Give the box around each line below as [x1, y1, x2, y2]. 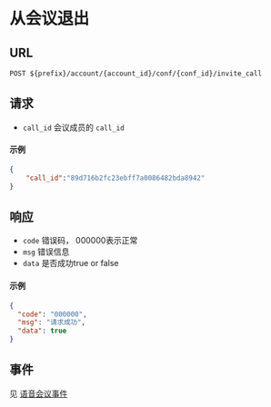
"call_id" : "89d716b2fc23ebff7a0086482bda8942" [25, 174, 206, 183]
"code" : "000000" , [17, 310, 88, 319]
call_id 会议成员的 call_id [22, 122, 125, 133]
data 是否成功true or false [22, 258, 119, 269]
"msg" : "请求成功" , [17, 318, 86, 327]
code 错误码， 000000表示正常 [22, 235, 138, 246]
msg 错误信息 [22, 246, 70, 257]
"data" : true [17, 326, 67, 336]
